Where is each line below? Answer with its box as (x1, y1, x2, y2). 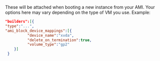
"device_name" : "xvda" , (27, 33, 74, 38)
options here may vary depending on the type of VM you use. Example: (5, 9, 151, 15)
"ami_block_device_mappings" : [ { (5, 28, 72, 33)
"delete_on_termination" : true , (27, 37, 92, 43)
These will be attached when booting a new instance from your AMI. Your (5, 4, 155, 10)
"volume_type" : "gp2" (27, 42, 70, 47)
